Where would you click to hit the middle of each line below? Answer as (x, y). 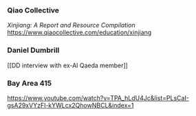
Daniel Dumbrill (33, 50)
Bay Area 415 (30, 83)
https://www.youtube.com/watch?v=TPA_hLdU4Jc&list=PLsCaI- (98, 97)
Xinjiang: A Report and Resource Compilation (71, 25)
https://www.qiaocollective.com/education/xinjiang (79, 32)
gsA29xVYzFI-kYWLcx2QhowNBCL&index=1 (70, 105)
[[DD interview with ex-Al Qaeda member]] (68, 65)
